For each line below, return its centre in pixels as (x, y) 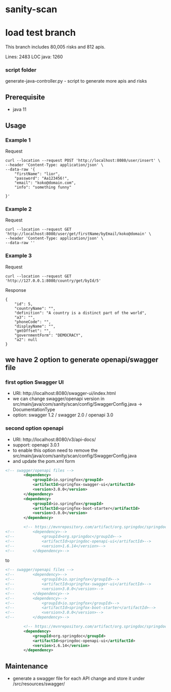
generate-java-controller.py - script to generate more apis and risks (76, 81)
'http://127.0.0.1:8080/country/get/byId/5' (53, 281)
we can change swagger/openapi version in (59, 399)
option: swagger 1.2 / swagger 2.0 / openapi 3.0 (63, 415)
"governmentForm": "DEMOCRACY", (49, 335)
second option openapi (34, 428)
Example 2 (19, 209)
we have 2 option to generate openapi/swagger (82, 360)
